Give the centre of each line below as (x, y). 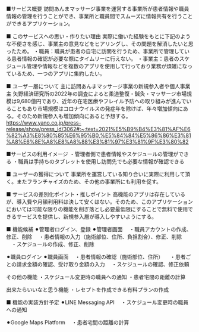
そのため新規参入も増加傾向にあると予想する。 (74, 116)
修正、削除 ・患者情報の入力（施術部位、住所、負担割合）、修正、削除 (94, 237)
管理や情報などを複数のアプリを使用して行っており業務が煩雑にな (107, 66)
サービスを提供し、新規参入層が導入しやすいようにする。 (87, 217)
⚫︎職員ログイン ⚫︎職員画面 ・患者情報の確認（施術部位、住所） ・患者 (96, 257)
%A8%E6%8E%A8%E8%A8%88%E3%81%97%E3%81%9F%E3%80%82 (97, 142)
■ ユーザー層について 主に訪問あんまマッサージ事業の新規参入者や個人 (93, 86)
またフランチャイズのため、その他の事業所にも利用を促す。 (89, 181)
